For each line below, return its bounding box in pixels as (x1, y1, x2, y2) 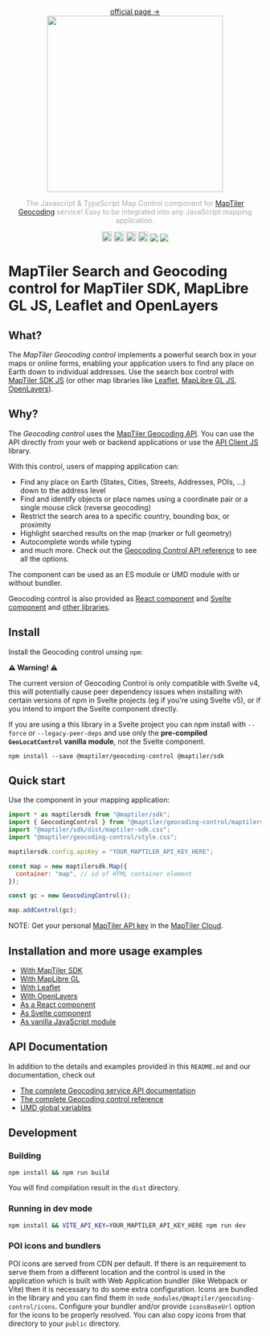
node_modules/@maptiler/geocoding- (135, 1294, 255, 1302)
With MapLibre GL (19, 974, 80, 983)
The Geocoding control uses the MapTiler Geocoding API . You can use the (8, 428, 255, 438)
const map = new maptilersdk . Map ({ (8, 862, 128, 870)
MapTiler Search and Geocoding (8, 262, 228, 281)
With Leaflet (19, 983, 61, 992)
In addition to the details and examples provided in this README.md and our (8, 1062, 252, 1071)
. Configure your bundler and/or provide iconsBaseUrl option (55, 1301, 256, 1311)
